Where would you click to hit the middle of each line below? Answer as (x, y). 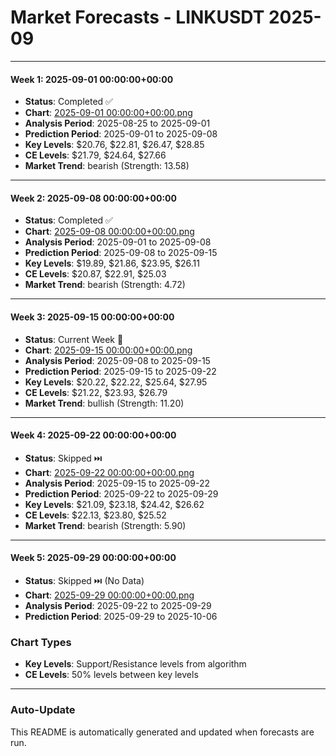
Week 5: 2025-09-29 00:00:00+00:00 (93, 558)
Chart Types (41, 642)
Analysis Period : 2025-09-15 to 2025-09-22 (117, 483)
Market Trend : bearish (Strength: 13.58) (107, 166)
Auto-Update (43, 710)
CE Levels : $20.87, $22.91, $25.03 (95, 274)
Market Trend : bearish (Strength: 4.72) (105, 285)
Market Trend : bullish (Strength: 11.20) (104, 403)
